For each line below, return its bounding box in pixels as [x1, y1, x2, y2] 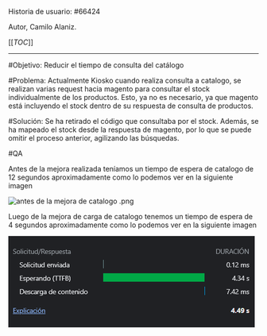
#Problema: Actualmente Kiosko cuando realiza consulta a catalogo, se [8, 75, 242, 85]
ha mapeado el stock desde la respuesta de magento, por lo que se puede [8, 125, 252, 134]
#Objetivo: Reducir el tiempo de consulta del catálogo [8, 60, 184, 70]
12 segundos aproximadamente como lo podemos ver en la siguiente [8, 172, 234, 182]
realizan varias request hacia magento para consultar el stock [8, 84, 211, 94]
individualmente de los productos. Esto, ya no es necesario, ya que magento [8, 93, 258, 102]
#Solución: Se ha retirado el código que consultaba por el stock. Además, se [8, 117, 259, 126]
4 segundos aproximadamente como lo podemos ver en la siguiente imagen [8, 220, 257, 230]
